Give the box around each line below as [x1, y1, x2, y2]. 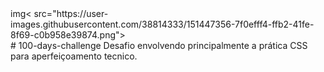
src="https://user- [33, 8, 109, 19]
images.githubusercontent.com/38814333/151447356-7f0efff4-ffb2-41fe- [10, 18, 315, 30]
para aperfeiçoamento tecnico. [10, 50, 138, 62]
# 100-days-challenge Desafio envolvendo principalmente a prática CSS [10, 40, 308, 51]
